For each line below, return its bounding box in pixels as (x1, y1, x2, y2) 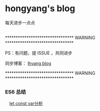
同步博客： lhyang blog (5, 60, 51, 66)
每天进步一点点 (5, 20, 35, 25)
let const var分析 (9, 101, 43, 107)
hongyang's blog (5, 3, 76, 14)
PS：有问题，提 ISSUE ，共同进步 (5, 50, 73, 56)
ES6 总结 (5, 89, 26, 95)
